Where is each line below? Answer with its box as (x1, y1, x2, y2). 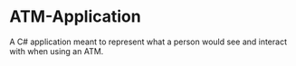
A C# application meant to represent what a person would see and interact (9, 36, 288, 47)
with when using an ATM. (9, 45, 104, 56)
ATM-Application (9, 6, 142, 27)
